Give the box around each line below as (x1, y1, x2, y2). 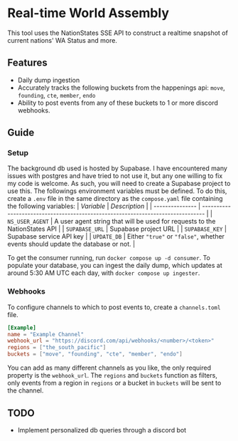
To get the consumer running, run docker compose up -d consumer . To (7, 254, 211, 262)
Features (7, 57, 48, 69)
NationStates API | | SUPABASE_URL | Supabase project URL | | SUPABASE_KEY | (7, 224, 227, 233)
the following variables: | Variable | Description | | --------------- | (7, 202, 201, 211)
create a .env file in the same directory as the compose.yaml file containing (7, 194, 223, 203)
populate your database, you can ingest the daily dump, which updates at (7, 261, 222, 270)
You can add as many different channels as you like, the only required (7, 363, 212, 372)
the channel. (7, 386, 44, 395)
